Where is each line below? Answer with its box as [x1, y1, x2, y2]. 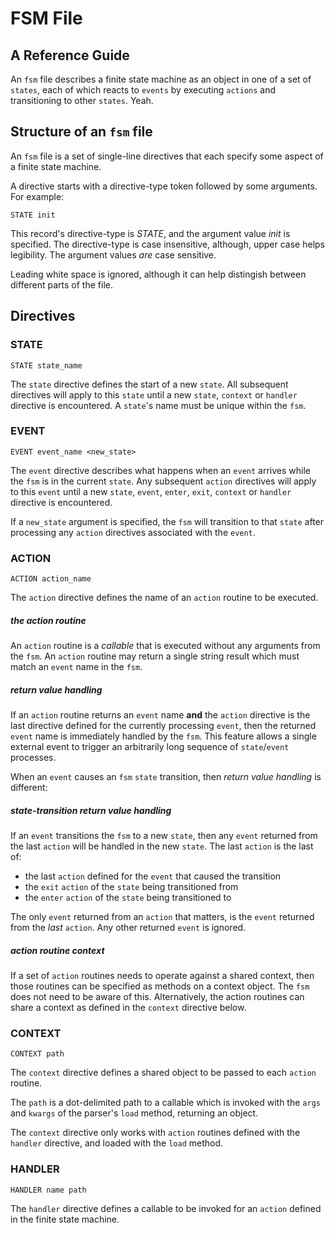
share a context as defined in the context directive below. [10, 1001, 247, 1013]
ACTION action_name [10, 574, 92, 584]
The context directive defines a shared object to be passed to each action [10, 1067, 317, 1079]
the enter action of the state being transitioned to [24, 892, 232, 903]
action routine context [10, 944, 105, 956]
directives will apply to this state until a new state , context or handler [10, 388, 298, 401]
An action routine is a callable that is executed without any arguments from [10, 640, 321, 652]
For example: [10, 190, 65, 202]
